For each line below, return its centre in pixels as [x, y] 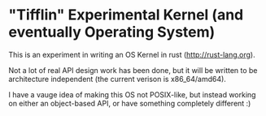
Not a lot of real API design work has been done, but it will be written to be [133, 70]
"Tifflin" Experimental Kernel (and [126, 15]
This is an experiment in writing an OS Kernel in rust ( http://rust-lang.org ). [132, 54]
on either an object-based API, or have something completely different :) [130, 103]
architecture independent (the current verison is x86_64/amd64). [117, 79]
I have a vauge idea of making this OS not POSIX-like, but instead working [132, 94]
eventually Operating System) [112, 32]
